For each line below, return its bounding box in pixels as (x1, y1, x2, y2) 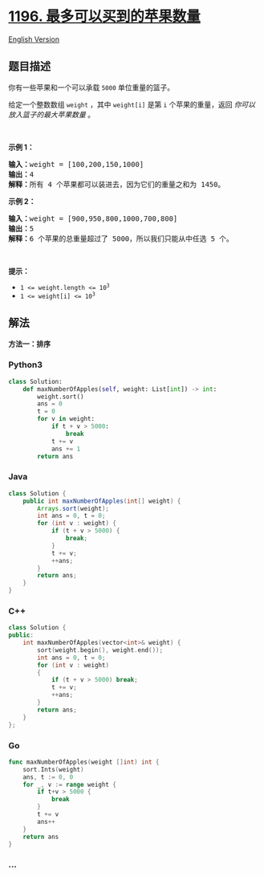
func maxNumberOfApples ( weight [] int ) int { (8, 758, 160, 766)
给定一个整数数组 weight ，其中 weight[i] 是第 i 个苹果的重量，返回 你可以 (8, 100, 256, 109)
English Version (8, 34, 60, 44)
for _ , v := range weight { (22, 780, 116, 788)
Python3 (8, 359, 43, 370)
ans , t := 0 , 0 (22, 772, 74, 781)
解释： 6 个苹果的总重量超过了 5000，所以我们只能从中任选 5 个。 (8, 234, 234, 243)
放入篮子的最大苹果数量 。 (8, 109, 95, 119)
